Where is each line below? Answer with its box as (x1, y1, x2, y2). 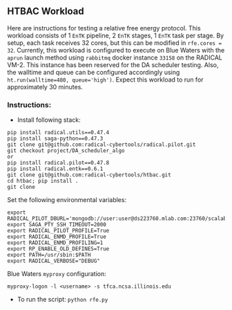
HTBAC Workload (7, 6, 84, 17)
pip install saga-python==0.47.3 (7, 135, 104, 143)
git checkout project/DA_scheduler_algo (7, 147, 126, 154)
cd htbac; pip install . (7, 178, 79, 185)
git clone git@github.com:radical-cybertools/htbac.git (7, 172, 171, 179)
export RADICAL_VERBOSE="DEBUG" (7, 257, 100, 265)
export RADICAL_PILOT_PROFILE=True (7, 228, 110, 235)
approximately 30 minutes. (7, 82, 83, 91)
